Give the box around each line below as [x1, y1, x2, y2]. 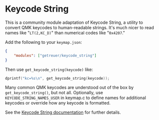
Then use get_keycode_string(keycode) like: [5, 67, 93, 72]
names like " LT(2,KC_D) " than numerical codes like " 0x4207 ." [5, 30, 125, 35]
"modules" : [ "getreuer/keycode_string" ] [14, 53, 97, 58]
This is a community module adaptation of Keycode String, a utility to [5, 19, 143, 25]
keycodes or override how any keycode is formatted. [5, 100, 111, 106]
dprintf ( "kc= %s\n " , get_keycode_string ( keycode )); [5, 76, 110, 81]
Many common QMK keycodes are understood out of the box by [5, 85, 134, 90]
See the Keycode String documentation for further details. [5, 109, 121, 115]
